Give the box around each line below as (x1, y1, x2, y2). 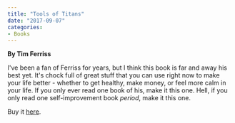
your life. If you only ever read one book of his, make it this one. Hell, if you (7, 86, 229, 95)
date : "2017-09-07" (7, 17, 66, 24)
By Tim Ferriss (7, 50, 51, 58)
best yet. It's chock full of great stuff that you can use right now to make (7, 71, 220, 80)
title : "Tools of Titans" (7, 10, 84, 18)
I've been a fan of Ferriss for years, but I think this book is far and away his (7, 63, 227, 72)
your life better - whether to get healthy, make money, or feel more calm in (7, 79, 226, 87)
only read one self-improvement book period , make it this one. (7, 94, 191, 102)
